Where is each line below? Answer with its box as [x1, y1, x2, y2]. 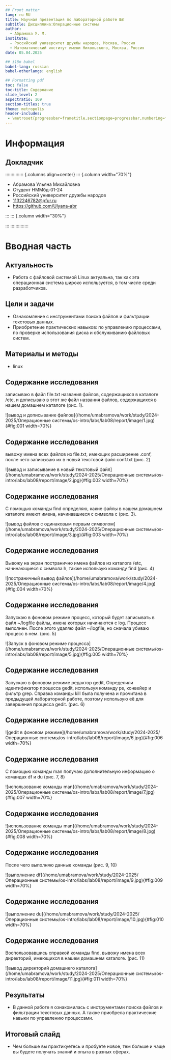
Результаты [5, 991, 45, 999]
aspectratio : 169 [5, 97, 42, 102]
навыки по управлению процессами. [12, 1015, 94, 1021]
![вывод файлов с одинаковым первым [5, 521, 91, 527]
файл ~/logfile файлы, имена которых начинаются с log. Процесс [5, 620, 147, 626]
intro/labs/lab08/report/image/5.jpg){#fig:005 [5, 651, 101, 657]
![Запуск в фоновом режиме [5, 640, 67, 647]
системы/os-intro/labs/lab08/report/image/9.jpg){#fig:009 [39, 877, 163, 883]
